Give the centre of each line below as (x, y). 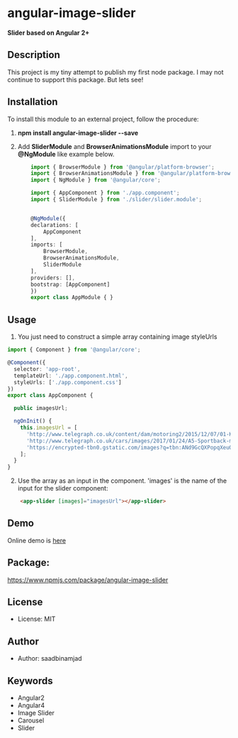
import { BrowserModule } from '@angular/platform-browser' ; (123, 167)
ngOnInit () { (33, 421)
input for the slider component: (63, 488)
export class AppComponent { (50, 396)
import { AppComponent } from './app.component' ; (105, 193)
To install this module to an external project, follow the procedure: (103, 119)
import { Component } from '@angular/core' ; (74, 350)
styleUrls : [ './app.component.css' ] (68, 382)
